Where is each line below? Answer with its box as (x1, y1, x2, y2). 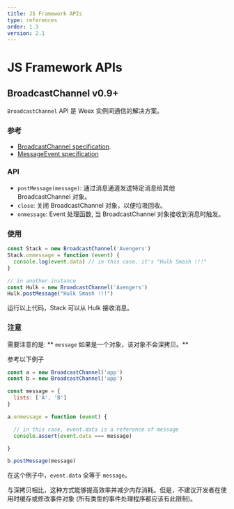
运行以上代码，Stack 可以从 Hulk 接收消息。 (7, 304, 134, 312)
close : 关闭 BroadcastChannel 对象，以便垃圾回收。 (17, 201, 167, 209)
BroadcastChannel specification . (17, 142, 111, 151)
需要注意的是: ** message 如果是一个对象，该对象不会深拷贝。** (7, 340, 189, 349)
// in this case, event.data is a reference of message (13, 426, 179, 433)
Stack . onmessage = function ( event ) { (7, 252, 120, 259)
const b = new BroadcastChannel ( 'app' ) (7, 375, 123, 382)
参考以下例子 (7, 355, 44, 363)
